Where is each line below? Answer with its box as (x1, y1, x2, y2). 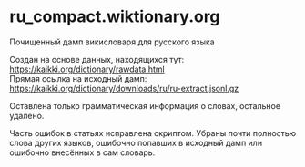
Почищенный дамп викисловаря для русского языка (9, 36, 216, 47)
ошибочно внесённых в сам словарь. (9, 147, 156, 158)
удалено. (9, 110, 45, 121)
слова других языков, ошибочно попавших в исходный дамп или (9, 137, 262, 148)
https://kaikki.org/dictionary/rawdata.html (9, 64, 166, 74)
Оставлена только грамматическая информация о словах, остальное (9, 100, 280, 111)
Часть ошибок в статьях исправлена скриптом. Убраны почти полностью (9, 127, 297, 138)
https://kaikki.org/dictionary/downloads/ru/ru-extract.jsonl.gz (9, 83, 239, 93)
